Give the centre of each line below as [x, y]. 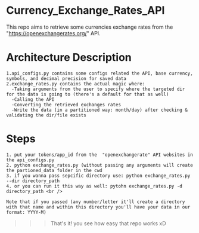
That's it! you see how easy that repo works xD [108, 223]
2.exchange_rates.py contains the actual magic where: [76, 84]
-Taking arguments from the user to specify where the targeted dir [98, 89]
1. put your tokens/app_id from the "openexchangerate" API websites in [100, 155]
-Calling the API [33, 99]
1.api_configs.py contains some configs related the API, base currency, [100, 73]
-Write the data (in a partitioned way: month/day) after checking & [99, 110]
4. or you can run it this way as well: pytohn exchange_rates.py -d [94, 186]
